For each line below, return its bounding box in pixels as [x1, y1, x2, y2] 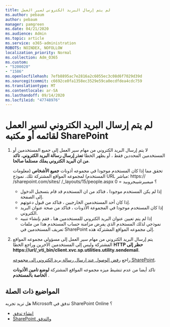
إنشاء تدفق [12, 310, 34, 316]
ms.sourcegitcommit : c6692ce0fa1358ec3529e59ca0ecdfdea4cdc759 [5, 78, 143, 84]
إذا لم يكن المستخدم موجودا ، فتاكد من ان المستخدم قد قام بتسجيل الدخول [20, 188, 162, 195]
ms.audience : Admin [5, 31, 47, 36]
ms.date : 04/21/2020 [5, 26, 49, 32]
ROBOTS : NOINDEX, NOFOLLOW [5, 45, 63, 50]
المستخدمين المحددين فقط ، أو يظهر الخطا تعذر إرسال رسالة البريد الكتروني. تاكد [12, 152, 165, 158]
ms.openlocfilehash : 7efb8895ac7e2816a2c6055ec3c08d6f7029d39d [5, 74, 143, 79]
